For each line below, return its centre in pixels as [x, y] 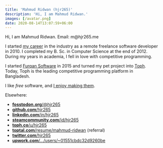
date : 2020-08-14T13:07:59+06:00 [39, 23]
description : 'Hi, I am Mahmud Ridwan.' [47, 14]
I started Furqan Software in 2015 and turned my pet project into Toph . [75, 66]
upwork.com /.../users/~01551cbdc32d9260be [59, 141]
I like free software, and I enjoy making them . [50, 86]
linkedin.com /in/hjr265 [36, 115]
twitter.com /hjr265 [31, 135]
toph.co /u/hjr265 [29, 125]
